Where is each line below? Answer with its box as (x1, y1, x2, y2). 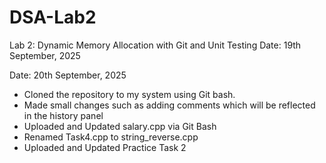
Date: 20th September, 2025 (9, 69, 127, 81)
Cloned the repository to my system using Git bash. (23, 88, 236, 100)
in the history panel (23, 109, 104, 121)
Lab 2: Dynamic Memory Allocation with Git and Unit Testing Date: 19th (9, 39, 302, 51)
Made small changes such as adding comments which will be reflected (23, 99, 316, 111)
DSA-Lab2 (9, 6, 97, 29)
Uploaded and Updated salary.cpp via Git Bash (23, 120, 217, 132)
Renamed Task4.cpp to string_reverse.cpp (23, 131, 199, 143)
